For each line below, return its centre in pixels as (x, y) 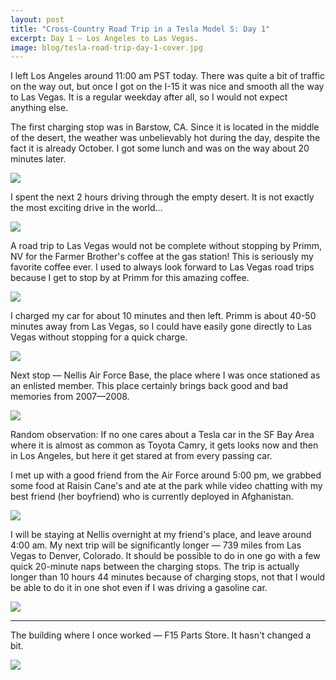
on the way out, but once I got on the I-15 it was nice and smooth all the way (167, 87)
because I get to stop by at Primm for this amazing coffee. (130, 278)
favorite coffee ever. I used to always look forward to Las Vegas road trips (162, 267)
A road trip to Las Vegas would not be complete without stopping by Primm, (166, 246)
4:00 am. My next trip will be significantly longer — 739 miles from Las (156, 545)
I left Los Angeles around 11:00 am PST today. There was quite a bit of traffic (167, 76)
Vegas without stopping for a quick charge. (99, 337)
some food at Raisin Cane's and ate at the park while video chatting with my (166, 486)
